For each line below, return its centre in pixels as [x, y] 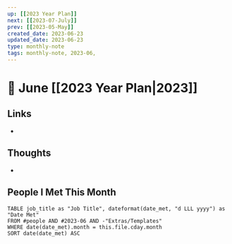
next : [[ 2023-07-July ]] [42, 20]
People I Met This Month [62, 192]
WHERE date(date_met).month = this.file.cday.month [85, 227]
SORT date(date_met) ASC [44, 233]
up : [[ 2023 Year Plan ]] [42, 14]
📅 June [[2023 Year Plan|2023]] [103, 88]
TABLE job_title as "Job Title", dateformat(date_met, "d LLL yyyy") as [116, 209]
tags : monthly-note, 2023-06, [52, 54]
